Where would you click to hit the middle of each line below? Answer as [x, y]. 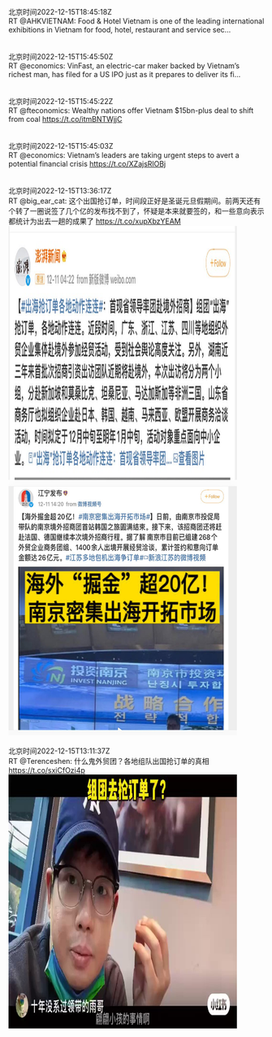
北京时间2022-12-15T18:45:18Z [60, 12]
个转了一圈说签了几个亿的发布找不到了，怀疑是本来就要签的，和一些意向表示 [136, 211]
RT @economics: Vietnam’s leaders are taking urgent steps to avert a [124, 155]
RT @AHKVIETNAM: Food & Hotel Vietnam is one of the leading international [136, 21]
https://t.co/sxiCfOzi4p [47, 770]
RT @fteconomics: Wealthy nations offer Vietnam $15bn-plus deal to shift [131, 111]
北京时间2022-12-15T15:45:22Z [61, 101]
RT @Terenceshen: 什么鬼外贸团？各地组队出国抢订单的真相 [109, 761]
